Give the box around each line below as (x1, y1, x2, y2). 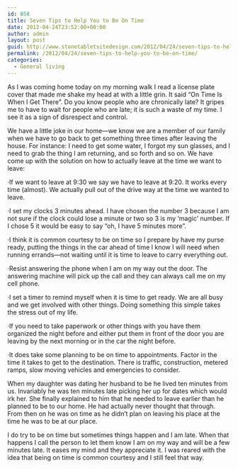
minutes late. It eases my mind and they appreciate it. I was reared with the (7, 446, 226, 454)
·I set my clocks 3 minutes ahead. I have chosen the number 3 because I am (7, 206, 229, 215)
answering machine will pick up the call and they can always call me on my (7, 271, 226, 280)
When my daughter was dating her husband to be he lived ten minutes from (7, 379, 228, 388)
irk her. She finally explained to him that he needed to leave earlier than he (7, 394, 225, 402)
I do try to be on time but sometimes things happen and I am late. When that (7, 430, 229, 439)
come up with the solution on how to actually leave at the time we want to (7, 157, 222, 165)
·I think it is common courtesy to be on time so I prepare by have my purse (7, 235, 225, 244)
